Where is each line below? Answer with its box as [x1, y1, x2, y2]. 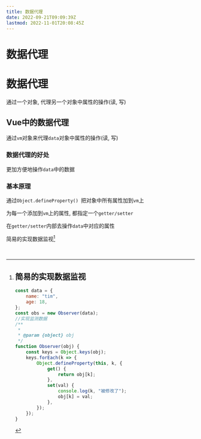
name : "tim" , [26, 293, 59, 299]
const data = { [14, 288, 53, 294]
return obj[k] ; [57, 371, 96, 377]
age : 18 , [26, 299, 48, 305]
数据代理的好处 [6, 151, 50, 159]
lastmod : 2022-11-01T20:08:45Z [6, 20, 84, 26]
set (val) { [47, 383, 75, 389]
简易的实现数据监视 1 [6, 234, 56, 243]
